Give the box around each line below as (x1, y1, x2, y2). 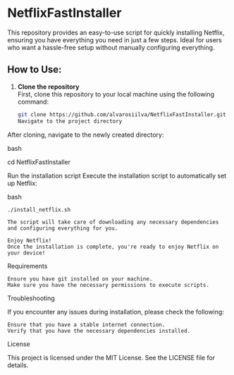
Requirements (7, 262, 48, 270)
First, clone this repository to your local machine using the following (17, 90, 215, 98)
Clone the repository (17, 82, 80, 91)
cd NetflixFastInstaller (7, 157, 70, 166)
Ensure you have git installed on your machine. (7, 275, 153, 283)
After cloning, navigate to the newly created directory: (7, 130, 164, 139)
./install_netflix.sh (7, 206, 71, 213)
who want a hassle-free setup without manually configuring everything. (7, 43, 215, 51)
